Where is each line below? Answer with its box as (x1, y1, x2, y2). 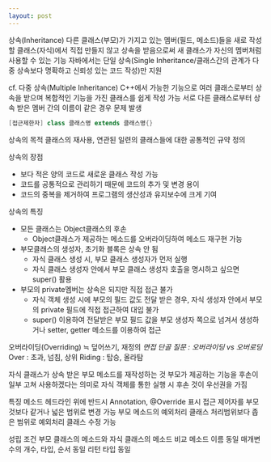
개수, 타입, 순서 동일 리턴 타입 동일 (23, 444, 131, 454)
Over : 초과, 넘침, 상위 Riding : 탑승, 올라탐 (8, 352, 144, 362)
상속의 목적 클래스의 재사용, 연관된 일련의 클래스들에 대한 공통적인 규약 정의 (8, 134, 246, 144)
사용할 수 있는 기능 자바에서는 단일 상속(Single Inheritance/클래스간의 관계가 (8, 55, 251, 65)
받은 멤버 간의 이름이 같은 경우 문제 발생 (16, 103, 142, 112)
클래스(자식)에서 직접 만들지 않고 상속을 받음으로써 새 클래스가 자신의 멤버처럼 (16, 45, 262, 55)
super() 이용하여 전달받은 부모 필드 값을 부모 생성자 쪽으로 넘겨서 (32, 315, 238, 324)
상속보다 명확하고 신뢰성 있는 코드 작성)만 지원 (16, 66, 163, 75)
